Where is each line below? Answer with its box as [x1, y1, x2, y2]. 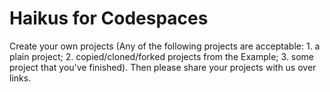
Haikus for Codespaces [9, 7, 209, 30]
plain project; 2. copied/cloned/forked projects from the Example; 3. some [9, 50, 314, 62]
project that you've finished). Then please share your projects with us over [9, 61, 317, 73]
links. [9, 72, 32, 84]
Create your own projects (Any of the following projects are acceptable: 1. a [9, 40, 321, 52]
